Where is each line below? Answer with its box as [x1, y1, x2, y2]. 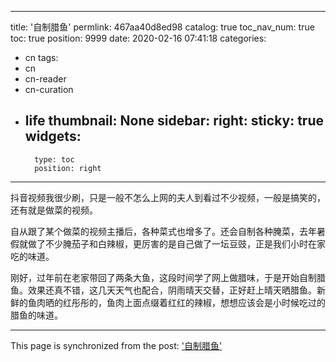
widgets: [24, 128, 82, 145]
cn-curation [24, 84, 74, 95]
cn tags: [24, 52, 59, 63]
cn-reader [24, 73, 67, 85]
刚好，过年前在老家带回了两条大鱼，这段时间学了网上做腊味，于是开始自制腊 [10, 271, 326, 283]
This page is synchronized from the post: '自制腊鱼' [10, 339, 223, 351]
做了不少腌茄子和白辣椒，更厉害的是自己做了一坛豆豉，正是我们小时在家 [27, 237, 326, 250]
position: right [34, 163, 102, 173]
